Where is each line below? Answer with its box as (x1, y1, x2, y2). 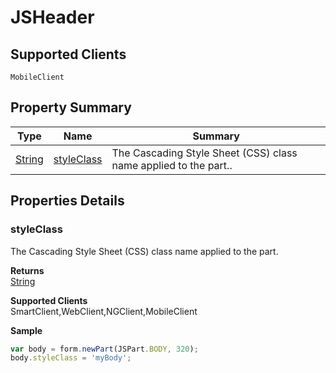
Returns (10, 264, 45, 276)
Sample (10, 324, 43, 336)
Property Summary (10, 99, 132, 116)
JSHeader (10, 6, 95, 29)
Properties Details (10, 192, 125, 210)
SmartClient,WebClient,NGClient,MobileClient (10, 305, 198, 317)
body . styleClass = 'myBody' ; (10, 353, 132, 363)
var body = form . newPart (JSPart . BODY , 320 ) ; (10, 344, 199, 354)
